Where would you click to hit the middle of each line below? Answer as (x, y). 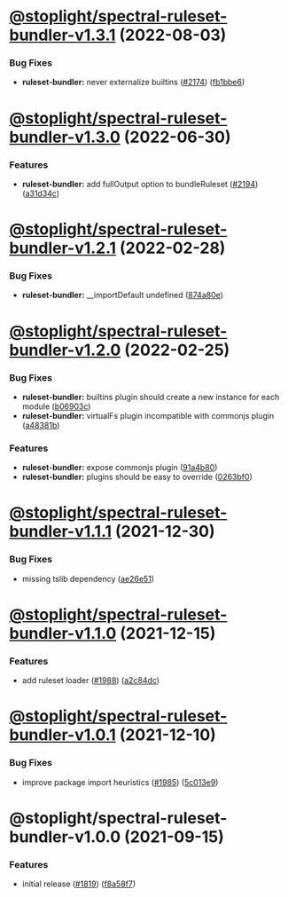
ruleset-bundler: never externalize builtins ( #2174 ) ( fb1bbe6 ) (133, 83)
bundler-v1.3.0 (65, 137)
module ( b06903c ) (56, 406)
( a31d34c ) (41, 193)
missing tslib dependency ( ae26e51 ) (88, 578)
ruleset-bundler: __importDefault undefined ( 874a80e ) (123, 295)
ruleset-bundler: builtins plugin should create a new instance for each (151, 397)
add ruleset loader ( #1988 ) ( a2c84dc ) (91, 681)
